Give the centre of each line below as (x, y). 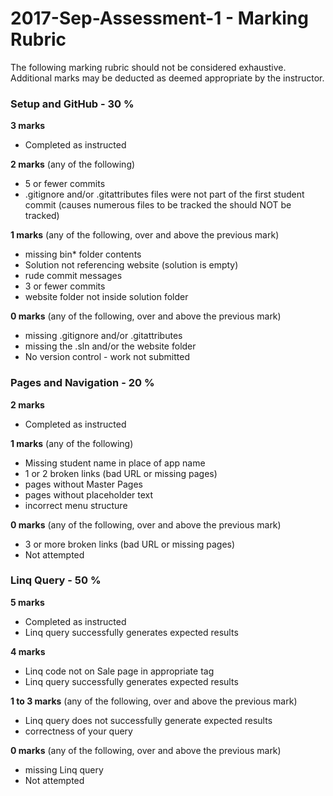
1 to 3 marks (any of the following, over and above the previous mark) (154, 701)
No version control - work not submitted (107, 357)
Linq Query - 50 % (56, 580)
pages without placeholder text (89, 494)
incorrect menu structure (76, 505)
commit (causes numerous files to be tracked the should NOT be (158, 205)
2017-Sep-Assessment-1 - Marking (159, 18)
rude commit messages (73, 276)
